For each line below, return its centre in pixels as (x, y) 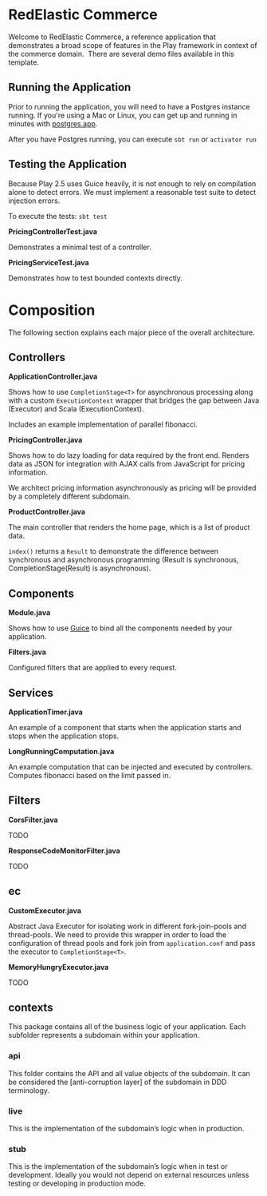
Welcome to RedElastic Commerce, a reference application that (112, 37)
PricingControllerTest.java (53, 231)
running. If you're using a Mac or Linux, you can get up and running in (123, 115)
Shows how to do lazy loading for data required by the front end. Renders (129, 455)
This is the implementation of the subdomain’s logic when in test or (118, 1166)
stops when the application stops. (64, 736)
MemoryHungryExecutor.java (59, 967)
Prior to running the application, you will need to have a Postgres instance (130, 106)
